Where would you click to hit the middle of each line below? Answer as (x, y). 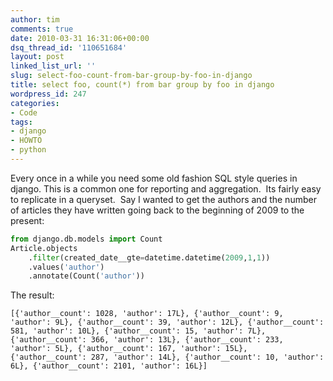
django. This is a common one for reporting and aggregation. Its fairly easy (166, 188)
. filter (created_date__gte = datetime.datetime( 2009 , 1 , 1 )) (149, 257)
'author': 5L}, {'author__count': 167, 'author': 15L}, (129, 349)
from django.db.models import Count (86, 239)
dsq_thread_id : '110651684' (69, 47)
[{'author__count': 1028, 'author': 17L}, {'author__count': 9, (147, 314)
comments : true (42, 29)
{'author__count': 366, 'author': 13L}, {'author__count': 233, (147, 340)
